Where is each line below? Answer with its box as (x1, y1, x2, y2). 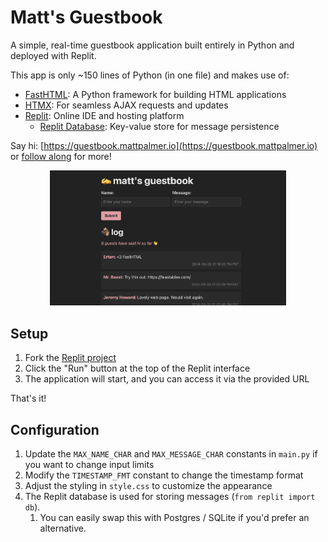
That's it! (10, 392, 47, 405)
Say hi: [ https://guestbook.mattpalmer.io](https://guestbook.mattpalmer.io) (10, 139, 318, 151)
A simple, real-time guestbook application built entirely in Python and (10, 39, 295, 51)
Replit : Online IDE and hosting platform (24, 109, 185, 121)
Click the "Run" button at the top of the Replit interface (24, 362, 251, 375)
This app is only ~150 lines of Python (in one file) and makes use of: (10, 69, 290, 81)
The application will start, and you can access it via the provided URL (24, 373, 310, 385)
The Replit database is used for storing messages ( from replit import (24, 491, 316, 503)
